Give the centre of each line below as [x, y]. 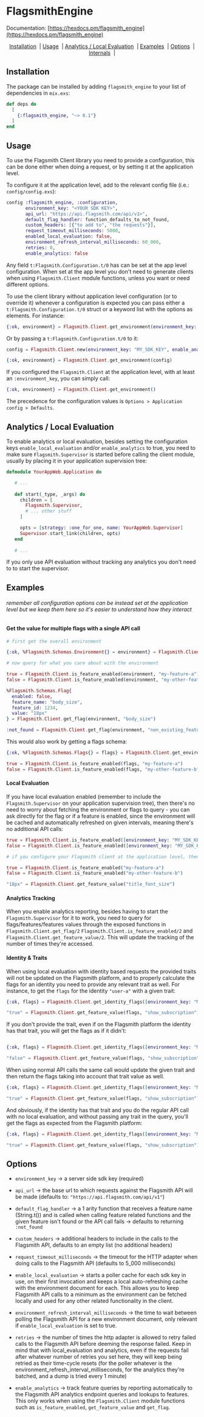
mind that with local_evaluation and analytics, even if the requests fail [102, 1350]
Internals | [102, 52]
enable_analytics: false [56, 253]
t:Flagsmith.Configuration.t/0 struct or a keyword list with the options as [100, 309]
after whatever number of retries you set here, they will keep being [98, 1357]
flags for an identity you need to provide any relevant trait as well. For [93, 984]
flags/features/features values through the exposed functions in [86, 925]
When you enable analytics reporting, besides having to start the [87, 912]
